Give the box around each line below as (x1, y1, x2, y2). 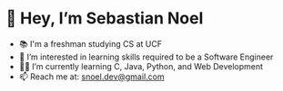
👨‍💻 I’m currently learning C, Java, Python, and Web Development (18, 60, 263, 71)
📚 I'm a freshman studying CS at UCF (18, 38, 163, 49)
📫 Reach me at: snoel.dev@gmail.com (18, 71, 165, 82)
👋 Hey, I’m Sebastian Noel (5, 8, 204, 29)
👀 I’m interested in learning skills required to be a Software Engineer (18, 51, 274, 62)
